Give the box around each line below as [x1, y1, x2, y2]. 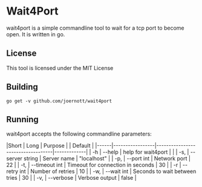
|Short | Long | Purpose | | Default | [6, 142, 94, 149]
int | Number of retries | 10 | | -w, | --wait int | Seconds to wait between [19, 168, 197, 175]
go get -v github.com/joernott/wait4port [6, 98, 112, 104]
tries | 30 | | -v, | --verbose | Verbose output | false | [6, 174, 137, 182]
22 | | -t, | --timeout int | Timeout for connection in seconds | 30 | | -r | [6, 162, 181, 169]
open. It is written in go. [6, 30, 65, 38]
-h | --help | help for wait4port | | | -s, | [92, 148, 189, 156]
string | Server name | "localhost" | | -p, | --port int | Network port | [24, 155, 191, 162]
